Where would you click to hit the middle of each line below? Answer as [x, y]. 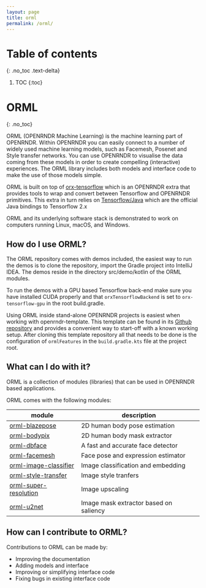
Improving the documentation [52, 559]
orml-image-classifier [42, 465]
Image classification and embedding [133, 465]
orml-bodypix [30, 435]
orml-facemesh [32, 455]
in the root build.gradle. [76, 303]
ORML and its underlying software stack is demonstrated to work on [93, 219]
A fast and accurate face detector [129, 445]
